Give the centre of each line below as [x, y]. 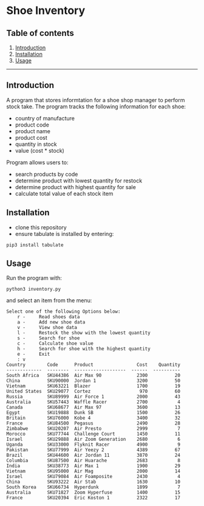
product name [32, 131]
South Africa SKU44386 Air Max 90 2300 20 [93, 376]
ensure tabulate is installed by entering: [64, 234]
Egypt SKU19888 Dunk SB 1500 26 [93, 413]
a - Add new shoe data [51, 322]
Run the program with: [34, 278]
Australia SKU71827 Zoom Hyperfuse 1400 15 [93, 493]
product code [32, 125]
